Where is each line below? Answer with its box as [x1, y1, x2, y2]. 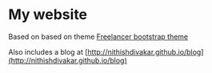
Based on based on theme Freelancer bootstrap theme [8, 32, 189, 41]
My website [8, 6, 88, 24]
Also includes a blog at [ [8, 47, 88, 56]
